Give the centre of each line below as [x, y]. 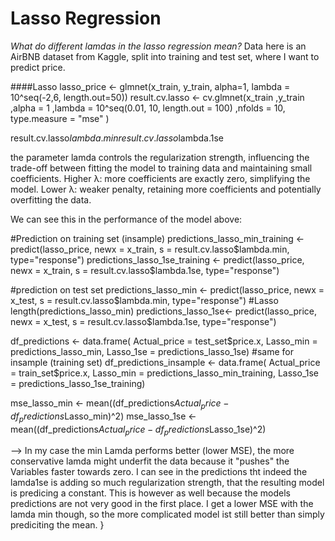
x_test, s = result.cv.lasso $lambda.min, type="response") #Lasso [144, 300]
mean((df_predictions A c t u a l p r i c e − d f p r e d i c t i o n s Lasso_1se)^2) [138, 430]
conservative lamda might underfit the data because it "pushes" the [150, 461]
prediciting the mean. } [57, 525]
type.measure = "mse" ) [60, 118]
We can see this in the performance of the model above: [126, 219]
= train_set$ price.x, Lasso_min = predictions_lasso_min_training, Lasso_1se [164, 373]
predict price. [38, 67]
